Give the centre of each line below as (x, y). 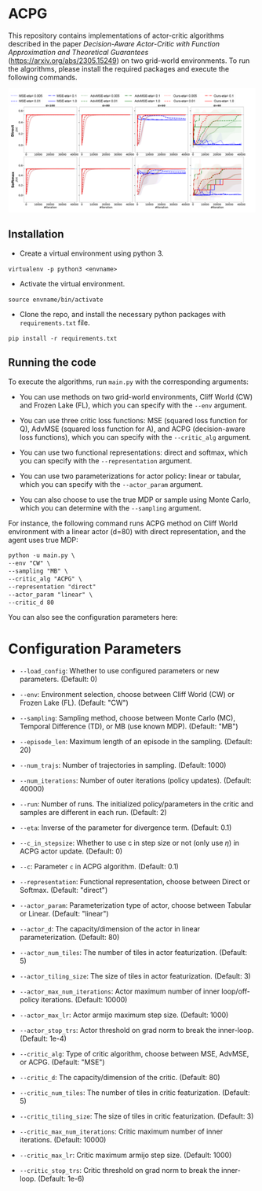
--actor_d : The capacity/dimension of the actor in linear (110, 928)
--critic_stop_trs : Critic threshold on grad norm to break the (119, 1170)
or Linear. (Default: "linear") (64, 913)
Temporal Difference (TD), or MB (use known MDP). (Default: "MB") (129, 726)
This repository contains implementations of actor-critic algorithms (116, 35)
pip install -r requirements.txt (63, 338)
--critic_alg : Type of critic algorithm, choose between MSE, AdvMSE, (134, 1053)
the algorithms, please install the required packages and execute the (119, 68)
